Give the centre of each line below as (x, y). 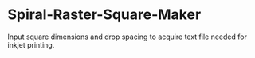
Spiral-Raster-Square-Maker (104, 15)
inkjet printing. (31, 44)
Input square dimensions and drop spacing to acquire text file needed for (127, 37)
